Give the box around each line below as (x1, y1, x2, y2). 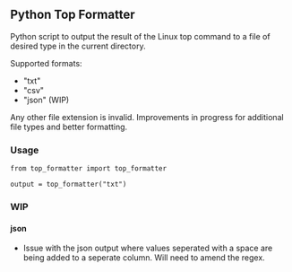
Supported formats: (10, 57, 83, 68)
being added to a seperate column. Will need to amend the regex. (22, 252, 265, 263)
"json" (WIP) (22, 94, 70, 105)
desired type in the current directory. (10, 40, 146, 51)
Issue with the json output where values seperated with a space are (22, 242, 273, 254)
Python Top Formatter (10, 7, 135, 22)
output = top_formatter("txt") (10, 180, 127, 189)
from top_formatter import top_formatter (10, 164, 167, 173)
